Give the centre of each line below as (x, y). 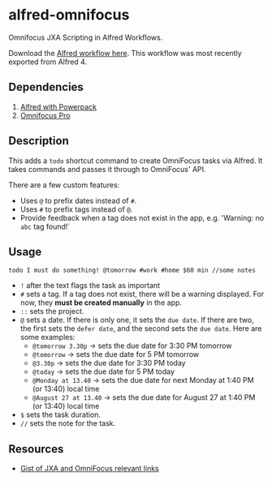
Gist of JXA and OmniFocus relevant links (90, 469)
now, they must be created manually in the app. (101, 303)
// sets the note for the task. (68, 423)
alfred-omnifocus (69, 15)
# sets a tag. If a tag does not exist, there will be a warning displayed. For (142, 294)
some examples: (47, 337)
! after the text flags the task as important (90, 286)
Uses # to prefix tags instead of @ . (76, 209)
